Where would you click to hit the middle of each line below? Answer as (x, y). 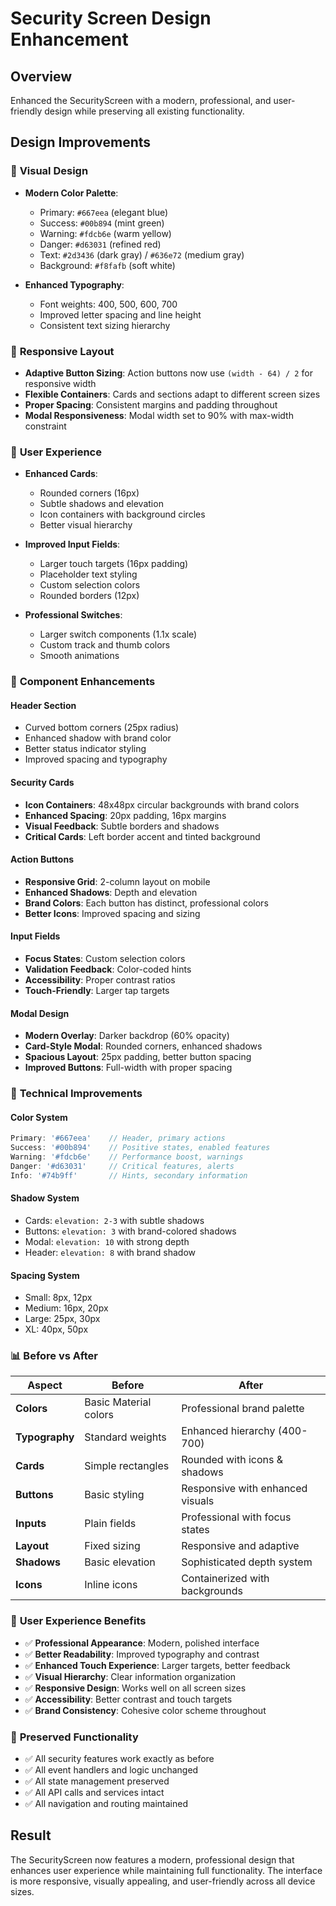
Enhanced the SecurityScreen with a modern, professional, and (141, 100)
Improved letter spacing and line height (120, 314)
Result (31, 1835)
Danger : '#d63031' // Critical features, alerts (122, 1166)
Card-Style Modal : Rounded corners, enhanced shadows (143, 1046)
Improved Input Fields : (72, 544)
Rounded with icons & (232, 1460)
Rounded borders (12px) (89, 596)
